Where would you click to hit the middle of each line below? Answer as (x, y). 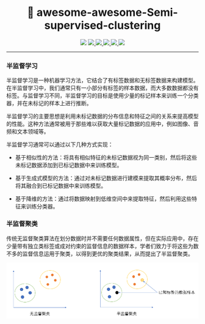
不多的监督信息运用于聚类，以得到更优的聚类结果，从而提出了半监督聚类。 (100, 254)
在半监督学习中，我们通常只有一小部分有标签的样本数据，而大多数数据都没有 (103, 88)
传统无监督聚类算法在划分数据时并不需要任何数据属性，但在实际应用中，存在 (103, 238)
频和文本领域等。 (28, 131)
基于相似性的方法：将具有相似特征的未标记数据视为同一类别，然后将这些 (106, 158)
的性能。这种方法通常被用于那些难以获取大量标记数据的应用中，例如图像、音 (103, 124)
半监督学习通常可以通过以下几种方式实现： (60, 145)
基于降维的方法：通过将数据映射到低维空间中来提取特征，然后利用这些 (103, 199)
